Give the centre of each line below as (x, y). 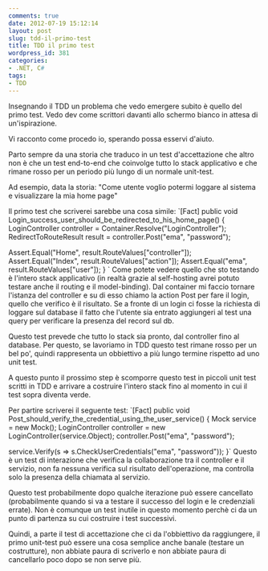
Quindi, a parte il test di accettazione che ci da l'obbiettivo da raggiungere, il (134, 534)
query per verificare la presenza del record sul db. (91, 320)
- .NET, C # (26, 68)
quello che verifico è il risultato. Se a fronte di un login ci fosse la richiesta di (134, 303)
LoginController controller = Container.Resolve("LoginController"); (118, 228)
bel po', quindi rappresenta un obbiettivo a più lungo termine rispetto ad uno (134, 353)
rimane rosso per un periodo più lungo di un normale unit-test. (111, 171)
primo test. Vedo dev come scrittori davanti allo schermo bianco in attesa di (133, 114)
